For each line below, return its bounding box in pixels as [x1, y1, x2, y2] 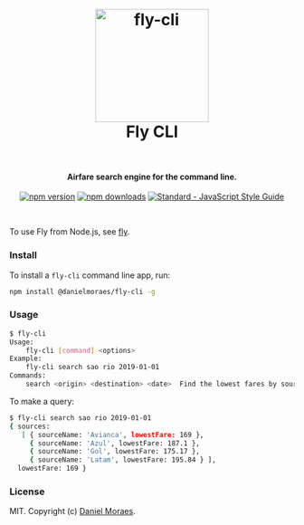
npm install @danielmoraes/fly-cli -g [9, 287, 156, 296]
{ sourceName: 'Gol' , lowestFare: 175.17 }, [29, 447, 201, 456]
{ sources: [9, 422, 51, 431]
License [9, 485, 45, 498]
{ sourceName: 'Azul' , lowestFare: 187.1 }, [29, 438, 201, 448]
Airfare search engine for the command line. [67, 171, 237, 182]
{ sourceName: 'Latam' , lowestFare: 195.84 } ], [29, 455, 217, 464]
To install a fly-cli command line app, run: [9, 270, 170, 281]
